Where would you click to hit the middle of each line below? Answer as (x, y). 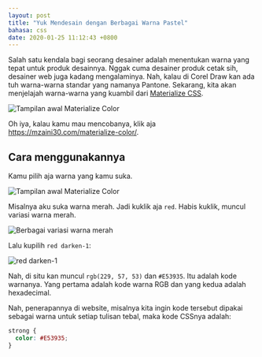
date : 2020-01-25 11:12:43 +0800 (63, 37)
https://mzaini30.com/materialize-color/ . (74, 132)
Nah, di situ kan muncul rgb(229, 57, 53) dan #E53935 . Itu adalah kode (123, 276)
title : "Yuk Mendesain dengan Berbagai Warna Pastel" (98, 23)
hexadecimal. (30, 293)
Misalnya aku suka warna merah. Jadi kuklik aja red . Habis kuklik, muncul (127, 206)
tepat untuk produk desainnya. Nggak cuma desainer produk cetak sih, (123, 69)
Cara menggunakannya (67, 157)
